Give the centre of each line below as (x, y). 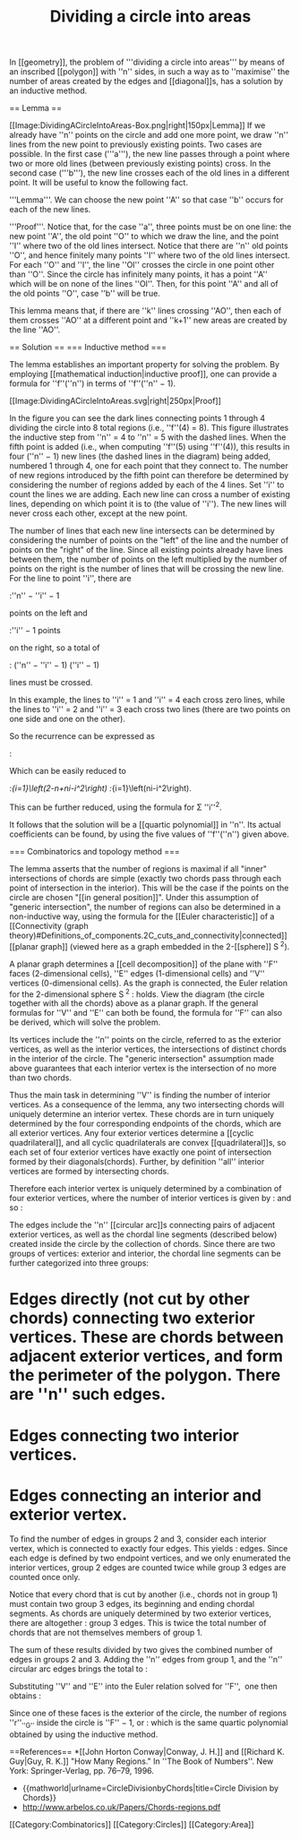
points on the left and (48, 613)
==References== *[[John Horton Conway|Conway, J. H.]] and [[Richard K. (147, 1752)
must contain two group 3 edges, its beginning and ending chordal (132, 1604)
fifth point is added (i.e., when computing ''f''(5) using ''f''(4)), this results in (150, 447)
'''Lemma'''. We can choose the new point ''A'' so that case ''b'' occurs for (146, 200)
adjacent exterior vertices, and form (146, 1357)
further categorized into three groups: (79, 1263)
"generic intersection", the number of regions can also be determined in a (145, 907)
